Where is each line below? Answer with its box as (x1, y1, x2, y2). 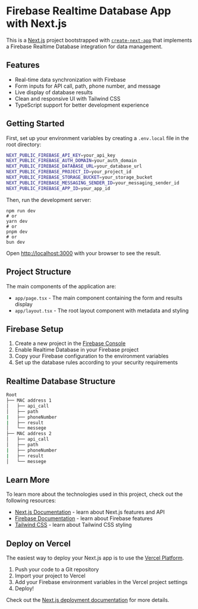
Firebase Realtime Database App (6, 4, 171, 18)
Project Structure (6, 267, 71, 277)
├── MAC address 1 (6, 397, 52, 403)
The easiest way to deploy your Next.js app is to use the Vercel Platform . (6, 554, 184, 561)
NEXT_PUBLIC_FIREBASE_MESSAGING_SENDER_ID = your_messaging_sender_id (6, 180, 180, 186)
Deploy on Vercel (6, 538, 71, 549)
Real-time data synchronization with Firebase (14, 76, 126, 83)
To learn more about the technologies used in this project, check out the (6, 490, 183, 498)
